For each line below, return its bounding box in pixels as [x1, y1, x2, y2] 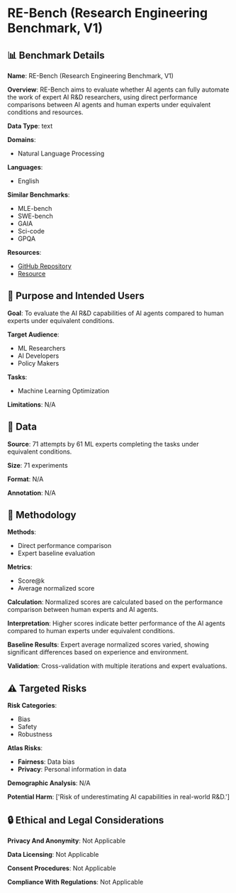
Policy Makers [17, 358, 60, 367]
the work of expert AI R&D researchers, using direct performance [7, 93, 198, 101]
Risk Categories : [7, 701, 57, 710]
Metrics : [7, 563, 33, 571]
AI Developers [17, 351, 60, 360]
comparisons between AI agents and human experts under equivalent [7, 101, 211, 109]
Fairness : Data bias [17, 757, 75, 766]
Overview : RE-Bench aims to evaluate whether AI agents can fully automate [7, 85, 230, 94]
